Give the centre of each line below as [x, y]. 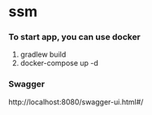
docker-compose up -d [59, 63]
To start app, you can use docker [74, 37]
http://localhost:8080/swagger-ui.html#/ [76, 102]
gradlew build [43, 54]
